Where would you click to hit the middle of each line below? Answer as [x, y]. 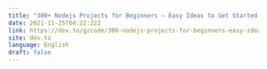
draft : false [30, 52]
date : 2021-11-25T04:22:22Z [55, 23]
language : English [39, 45]
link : [17, 30]
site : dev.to [30, 38]
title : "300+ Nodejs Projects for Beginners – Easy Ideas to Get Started [133, 15]
